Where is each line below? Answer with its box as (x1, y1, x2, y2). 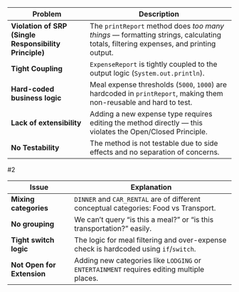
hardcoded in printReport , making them (90, 89, 223, 98)
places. (74, 274, 99, 283)
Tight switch (11, 235, 55, 244)
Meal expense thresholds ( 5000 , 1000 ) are (90, 80, 228, 90)
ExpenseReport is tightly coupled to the (90, 60, 218, 69)
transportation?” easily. (74, 224, 152, 233)
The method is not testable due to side (90, 139, 218, 148)
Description (138, 9, 179, 18)
